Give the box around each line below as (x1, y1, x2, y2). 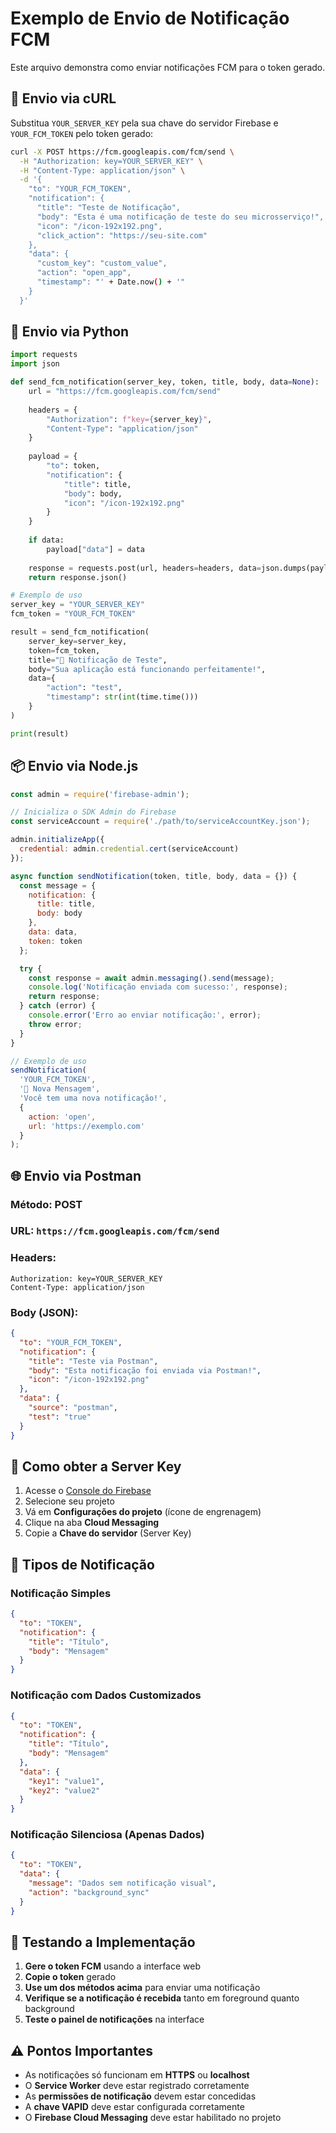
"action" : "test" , (46, 683, 123, 693)
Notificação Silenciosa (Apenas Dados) (10, 1828, 205, 1842)
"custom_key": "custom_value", (36, 258, 168, 269)
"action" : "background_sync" (28, 1887, 150, 1897)
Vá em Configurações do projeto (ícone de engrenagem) (24, 1506, 262, 1518)
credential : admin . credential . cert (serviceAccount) (19, 844, 240, 854)
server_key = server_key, (28, 636, 128, 646)
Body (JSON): (10, 1305, 79, 1319)
